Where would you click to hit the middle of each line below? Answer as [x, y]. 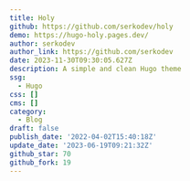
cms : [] [24, 103]
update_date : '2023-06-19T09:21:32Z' [81, 145]
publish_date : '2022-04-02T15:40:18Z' [83, 137]
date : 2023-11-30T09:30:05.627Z [71, 60]
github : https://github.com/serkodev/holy [91, 27]
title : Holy [32, 18]
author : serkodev [42, 43]
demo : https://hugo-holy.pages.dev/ [79, 35]
